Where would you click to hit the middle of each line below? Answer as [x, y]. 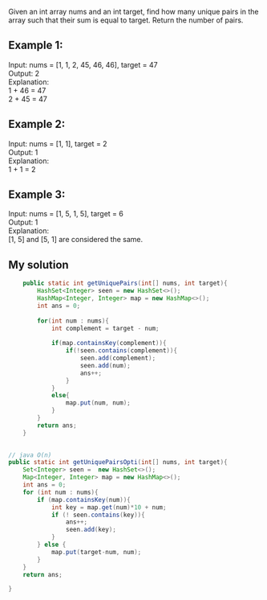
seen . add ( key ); [91, 530]
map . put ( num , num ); [98, 403]
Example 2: [37, 124]
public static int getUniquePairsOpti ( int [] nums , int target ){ [118, 462]
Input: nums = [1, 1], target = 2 [58, 143]
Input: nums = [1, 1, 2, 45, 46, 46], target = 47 [83, 64]
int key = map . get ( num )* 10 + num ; [109, 507]
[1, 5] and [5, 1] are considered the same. [76, 240]
